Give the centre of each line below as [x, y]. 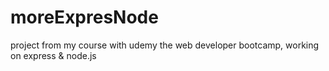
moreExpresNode [84, 17]
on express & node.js [53, 55]
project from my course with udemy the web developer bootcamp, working [165, 45]
